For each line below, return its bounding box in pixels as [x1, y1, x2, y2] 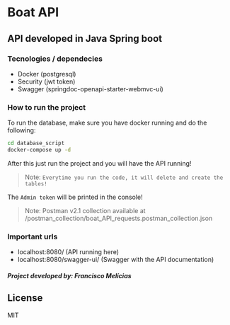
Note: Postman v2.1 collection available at [24, 206, 146, 215]
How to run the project [7, 102, 86, 112]
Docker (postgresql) [17, 69, 76, 78]
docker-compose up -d [7, 147, 71, 154]
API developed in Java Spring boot [7, 33, 163, 45]
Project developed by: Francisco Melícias [7, 271, 132, 280]
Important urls [7, 232, 58, 241]
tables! [24, 180, 47, 188]
